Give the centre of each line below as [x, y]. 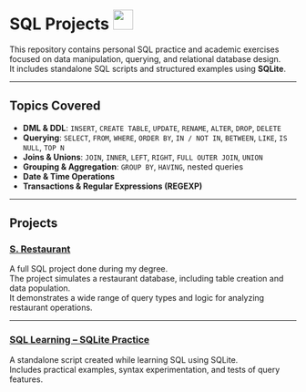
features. [26, 379]
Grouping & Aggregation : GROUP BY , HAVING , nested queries [133, 166]
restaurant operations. [51, 308]
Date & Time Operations [69, 176]
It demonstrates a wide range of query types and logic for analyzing [137, 298]
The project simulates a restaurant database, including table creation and [147, 279]
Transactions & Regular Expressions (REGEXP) [112, 186]
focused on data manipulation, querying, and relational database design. [145, 58]
